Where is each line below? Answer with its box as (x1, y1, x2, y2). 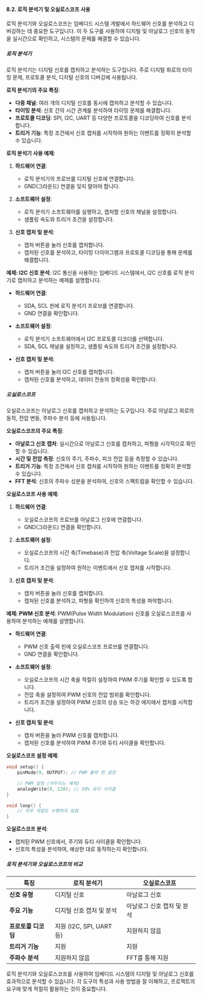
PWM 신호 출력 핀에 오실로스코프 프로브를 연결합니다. (23, 643, 150, 651)
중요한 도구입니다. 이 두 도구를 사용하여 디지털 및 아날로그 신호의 (33, 28, 185, 35)
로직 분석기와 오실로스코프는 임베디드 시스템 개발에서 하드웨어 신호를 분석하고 (6, 20, 188, 27)
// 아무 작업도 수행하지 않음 (17, 808, 79, 814)
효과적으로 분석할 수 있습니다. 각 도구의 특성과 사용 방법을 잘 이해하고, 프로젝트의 (6, 978, 195, 985)
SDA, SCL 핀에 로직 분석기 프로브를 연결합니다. (23, 302, 135, 310)
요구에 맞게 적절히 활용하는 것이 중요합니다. (6, 985, 108, 993)
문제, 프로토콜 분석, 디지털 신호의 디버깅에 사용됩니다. (12, 74, 138, 81)
